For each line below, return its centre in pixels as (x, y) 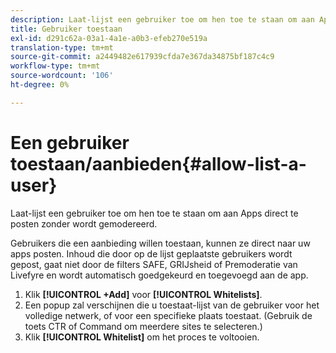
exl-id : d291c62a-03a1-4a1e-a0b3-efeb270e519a (109, 38)
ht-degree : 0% (40, 85)
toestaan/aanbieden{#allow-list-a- (158, 163)
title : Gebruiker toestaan (66, 29)
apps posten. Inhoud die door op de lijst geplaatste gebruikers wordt (151, 253)
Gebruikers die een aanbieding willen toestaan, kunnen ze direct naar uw (160, 243)
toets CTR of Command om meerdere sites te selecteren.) (143, 326)
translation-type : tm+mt (62, 47)
